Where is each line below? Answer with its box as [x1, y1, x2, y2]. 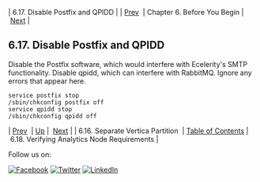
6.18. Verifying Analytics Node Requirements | [9, 134, 159, 143]
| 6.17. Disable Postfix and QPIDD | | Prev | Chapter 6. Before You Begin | [8, 8, 244, 17]
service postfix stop [8, 91, 80, 99]
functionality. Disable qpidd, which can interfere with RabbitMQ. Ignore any [8, 68, 253, 77]
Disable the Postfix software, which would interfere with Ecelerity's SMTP [8, 59, 247, 69]
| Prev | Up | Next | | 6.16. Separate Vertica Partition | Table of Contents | [8, 126, 249, 136]
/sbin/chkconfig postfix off [8, 98, 104, 106]
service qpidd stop [8, 105, 73, 113]
